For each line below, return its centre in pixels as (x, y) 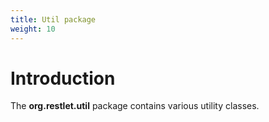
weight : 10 (33, 29)
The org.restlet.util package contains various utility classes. (135, 106)
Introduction (63, 78)
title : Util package (53, 19)
